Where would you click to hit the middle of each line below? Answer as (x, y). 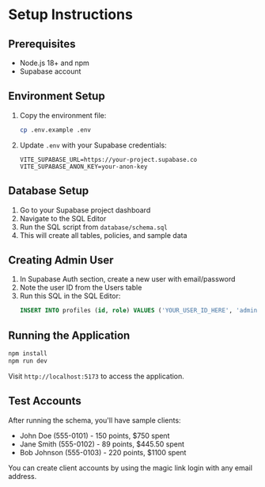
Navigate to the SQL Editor (63, 218)
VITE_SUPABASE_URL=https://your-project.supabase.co (108, 159)
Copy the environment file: (63, 115)
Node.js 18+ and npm (54, 63)
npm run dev (28, 361)
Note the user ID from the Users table (81, 288)
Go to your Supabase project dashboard (85, 210)
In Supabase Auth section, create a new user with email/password (127, 279)
